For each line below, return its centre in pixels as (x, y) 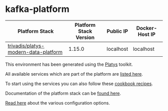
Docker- (147, 28)
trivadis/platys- (26, 46)
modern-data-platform (35, 52)
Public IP (117, 31)
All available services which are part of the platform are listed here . (74, 74)
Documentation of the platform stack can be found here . (63, 93)
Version (85, 37)
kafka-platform (37, 9)
